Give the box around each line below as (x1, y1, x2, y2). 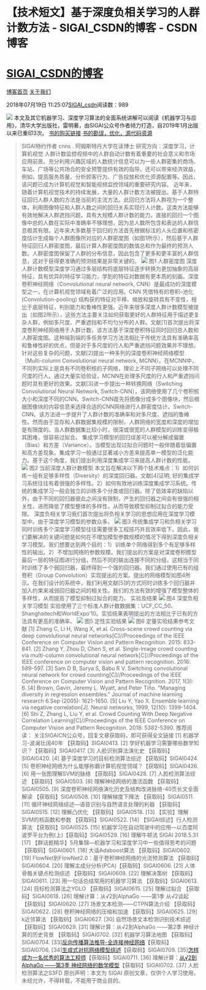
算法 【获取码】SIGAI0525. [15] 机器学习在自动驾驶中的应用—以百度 (21, 824, 193, 831)
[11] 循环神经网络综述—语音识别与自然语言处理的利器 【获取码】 (21, 801, 184, 808)
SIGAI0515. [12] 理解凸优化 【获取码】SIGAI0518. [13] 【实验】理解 (21, 809, 189, 816)
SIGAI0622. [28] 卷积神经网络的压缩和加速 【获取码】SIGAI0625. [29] (21, 908, 197, 915)
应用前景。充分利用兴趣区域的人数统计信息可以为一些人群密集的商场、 (21, 158, 199, 166)
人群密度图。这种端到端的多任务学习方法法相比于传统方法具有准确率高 (21, 334, 199, 341)
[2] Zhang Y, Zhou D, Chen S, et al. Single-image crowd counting (33, 645, 197, 653)
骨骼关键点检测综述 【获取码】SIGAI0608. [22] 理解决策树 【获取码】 (21, 870, 196, 877)
